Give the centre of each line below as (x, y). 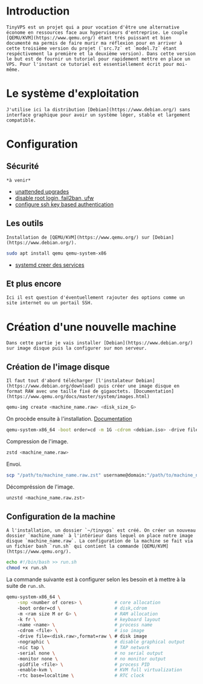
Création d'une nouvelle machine (91, 327)
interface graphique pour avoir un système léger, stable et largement (98, 115)
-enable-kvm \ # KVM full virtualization (100, 670)
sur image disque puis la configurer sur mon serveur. (77, 348)
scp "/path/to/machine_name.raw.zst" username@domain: (77, 475)
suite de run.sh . (26, 586)
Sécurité (23, 167)
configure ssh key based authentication (64, 204)
